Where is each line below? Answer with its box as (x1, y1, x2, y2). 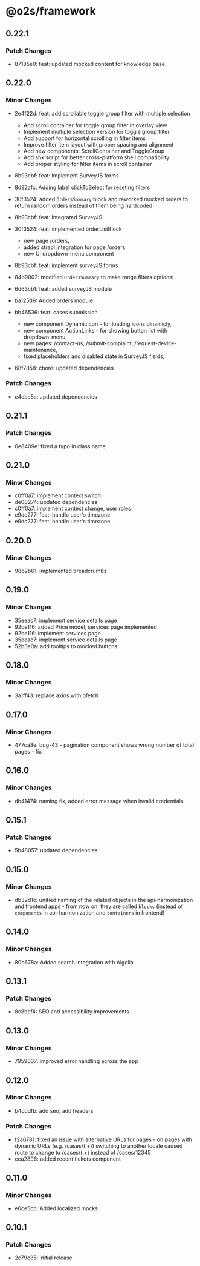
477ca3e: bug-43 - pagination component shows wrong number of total (14, 741, 195, 749)
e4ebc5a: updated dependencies (14, 393, 97, 400)
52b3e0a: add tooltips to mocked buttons (14, 642, 118, 649)
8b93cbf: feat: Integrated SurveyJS (14, 213, 103, 220)
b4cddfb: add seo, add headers (14, 1107, 94, 1114)
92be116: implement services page (14, 629, 101, 637)
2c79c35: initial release (14, 1254, 73, 1261)
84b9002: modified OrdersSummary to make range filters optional (14, 273, 174, 280)
